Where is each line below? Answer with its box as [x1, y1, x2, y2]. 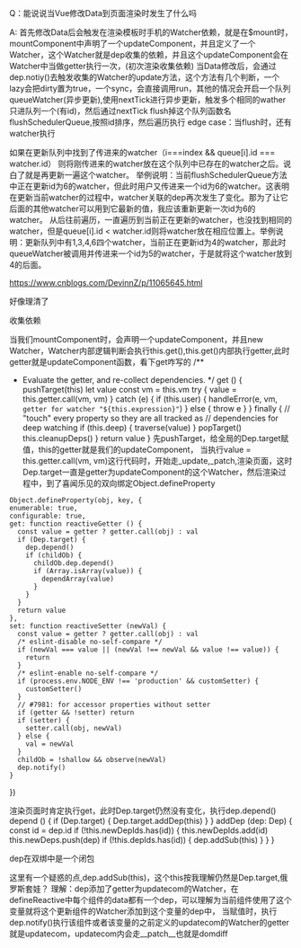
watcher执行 [9, 128, 56, 138]
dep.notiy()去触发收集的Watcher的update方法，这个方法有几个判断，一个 [9, 72, 280, 83]
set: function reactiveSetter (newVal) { [9, 622, 167, 631]
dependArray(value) [41, 574, 115, 583]
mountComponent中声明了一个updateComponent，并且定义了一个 [9, 39, 256, 49]
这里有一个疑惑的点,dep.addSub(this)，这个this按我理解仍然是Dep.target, [9, 873, 280, 882]
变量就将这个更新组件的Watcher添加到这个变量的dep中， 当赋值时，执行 [9, 906, 278, 917]
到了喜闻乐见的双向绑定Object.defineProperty [46, 478, 216, 488]
